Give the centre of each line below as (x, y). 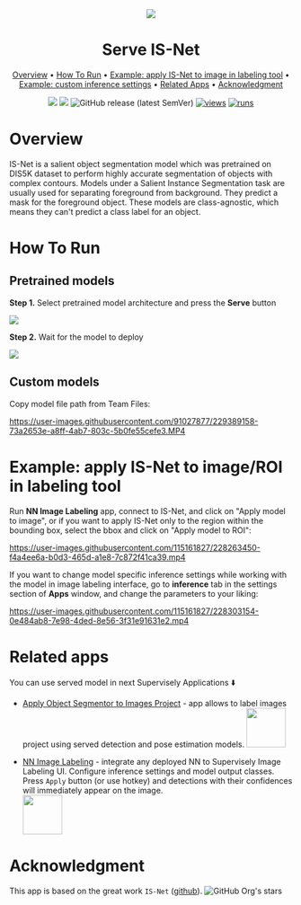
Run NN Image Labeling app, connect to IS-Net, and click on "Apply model (147, 510)
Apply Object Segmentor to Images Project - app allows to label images (155, 703)
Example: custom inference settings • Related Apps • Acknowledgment (151, 84)
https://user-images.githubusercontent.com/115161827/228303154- (134, 611)
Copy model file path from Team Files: (80, 404)
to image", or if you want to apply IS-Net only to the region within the (136, 520)
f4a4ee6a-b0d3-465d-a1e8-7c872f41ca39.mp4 (97, 557)
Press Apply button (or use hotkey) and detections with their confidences (157, 780)
